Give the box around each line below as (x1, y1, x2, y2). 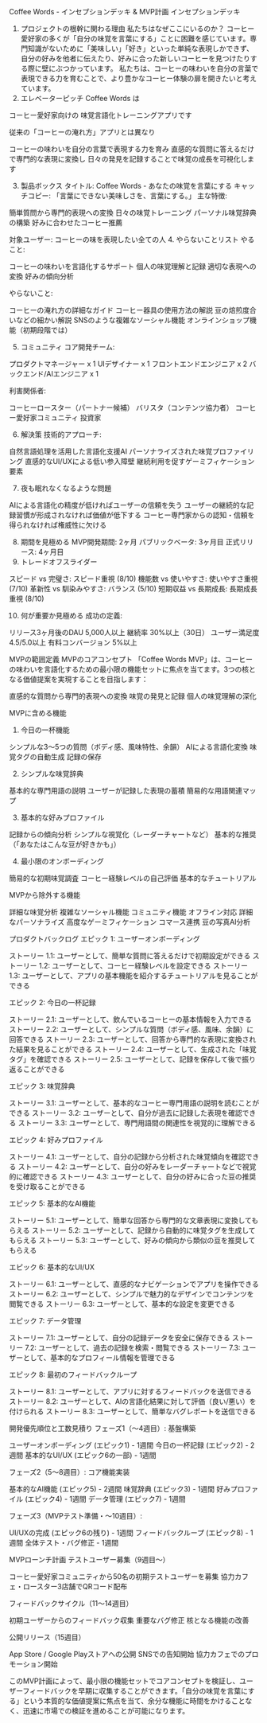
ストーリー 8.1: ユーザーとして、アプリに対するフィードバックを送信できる (9, 1387, 253, 1396)
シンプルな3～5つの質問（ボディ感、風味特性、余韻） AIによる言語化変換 (9, 743, 249, 751)
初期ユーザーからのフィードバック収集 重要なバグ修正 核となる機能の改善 (9, 1616, 250, 1625)
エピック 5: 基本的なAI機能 (9, 1199, 96, 1208)
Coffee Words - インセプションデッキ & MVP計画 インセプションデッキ (9, 7, 241, 16)
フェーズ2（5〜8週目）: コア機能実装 (9, 1468, 130, 1476)
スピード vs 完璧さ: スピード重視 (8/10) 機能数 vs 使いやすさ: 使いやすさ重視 (9, 574, 258, 583)
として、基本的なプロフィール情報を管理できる (22, 1353, 176, 1362)
